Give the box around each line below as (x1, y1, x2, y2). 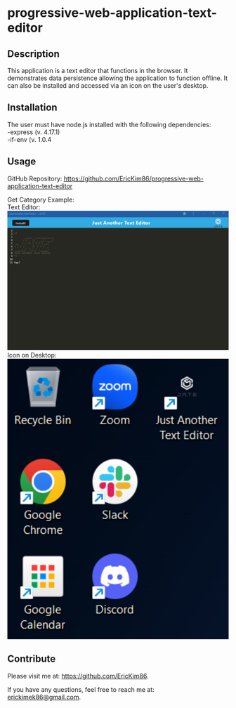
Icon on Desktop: (7, 351, 57, 360)
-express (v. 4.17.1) (7, 128, 60, 136)
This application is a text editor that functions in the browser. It (7, 67, 188, 74)
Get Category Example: (7, 195, 75, 204)
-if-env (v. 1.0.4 (7, 135, 52, 143)
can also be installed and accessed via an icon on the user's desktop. (7, 81, 209, 89)
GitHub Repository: (7, 174, 63, 183)
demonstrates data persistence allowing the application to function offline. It (7, 74, 228, 82)
